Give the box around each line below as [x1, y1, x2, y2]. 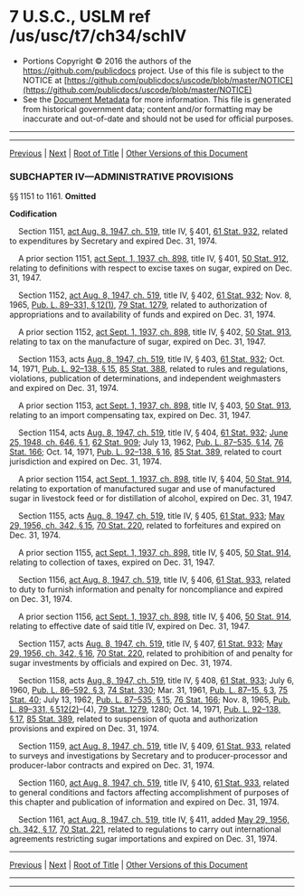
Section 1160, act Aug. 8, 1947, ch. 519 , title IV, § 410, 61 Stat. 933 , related [17, 777, 290, 788]
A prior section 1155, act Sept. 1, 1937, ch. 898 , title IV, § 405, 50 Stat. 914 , [17, 548, 291, 558]
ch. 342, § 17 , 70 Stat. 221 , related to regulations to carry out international [9, 824, 282, 834]
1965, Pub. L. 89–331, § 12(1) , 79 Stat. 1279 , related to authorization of [9, 300, 268, 310]
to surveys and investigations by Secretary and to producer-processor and [9, 750, 288, 761]
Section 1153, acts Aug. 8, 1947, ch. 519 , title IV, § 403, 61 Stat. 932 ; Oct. [17, 354, 285, 365]
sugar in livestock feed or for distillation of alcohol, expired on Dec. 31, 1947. [9, 493, 293, 504]
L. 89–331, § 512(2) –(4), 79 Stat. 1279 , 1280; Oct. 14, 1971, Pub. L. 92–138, [9, 704, 281, 715]
